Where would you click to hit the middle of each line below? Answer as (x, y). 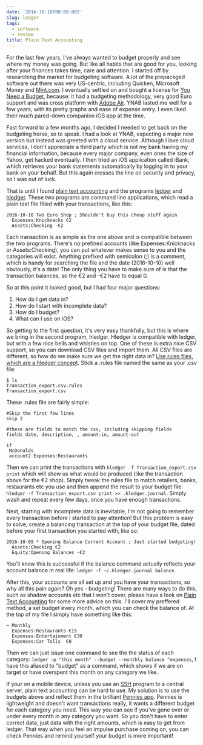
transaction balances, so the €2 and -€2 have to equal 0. (77, 275)
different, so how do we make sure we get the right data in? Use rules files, (100, 356)
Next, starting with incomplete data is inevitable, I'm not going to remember (100, 511)
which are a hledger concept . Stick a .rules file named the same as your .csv (101, 363)
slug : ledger (23, 18)
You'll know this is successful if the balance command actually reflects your (101, 564)
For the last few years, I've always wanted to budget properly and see (93, 57)
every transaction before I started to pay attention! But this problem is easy (100, 518)
